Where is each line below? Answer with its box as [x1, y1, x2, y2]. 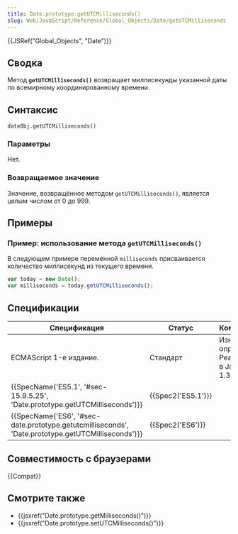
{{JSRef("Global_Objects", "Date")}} [7, 36, 112, 45]
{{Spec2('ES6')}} [149, 420, 206, 430]
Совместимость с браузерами [7, 453, 151, 465]
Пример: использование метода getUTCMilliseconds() [7, 238, 202, 248]
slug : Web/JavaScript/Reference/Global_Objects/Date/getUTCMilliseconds [7, 17, 227, 24]
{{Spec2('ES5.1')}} [149, 391, 212, 401]
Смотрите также [7, 492, 86, 504]
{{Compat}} [7, 472, 41, 480]
